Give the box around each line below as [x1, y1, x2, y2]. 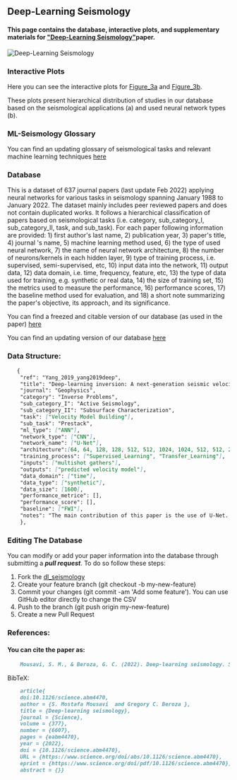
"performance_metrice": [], [20, 492, 102, 499]
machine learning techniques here [7, 152, 107, 161]
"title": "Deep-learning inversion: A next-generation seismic [20, 380, 210, 388]
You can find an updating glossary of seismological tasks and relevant [7, 145, 212, 153]
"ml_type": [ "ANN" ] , [20, 426, 80, 433]
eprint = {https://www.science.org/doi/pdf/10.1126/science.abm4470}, [20, 759, 232, 767]
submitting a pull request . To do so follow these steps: [7, 559, 166, 568]
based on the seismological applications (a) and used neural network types [7, 103, 226, 112]
